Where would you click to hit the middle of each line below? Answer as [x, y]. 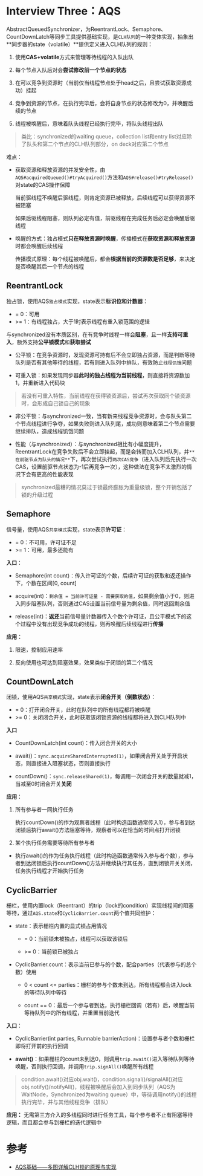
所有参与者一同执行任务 [44, 810]
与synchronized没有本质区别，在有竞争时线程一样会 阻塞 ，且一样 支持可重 [97, 334]
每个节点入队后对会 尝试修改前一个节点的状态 [71, 70]
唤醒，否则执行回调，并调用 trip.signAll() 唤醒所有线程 [84, 1067]
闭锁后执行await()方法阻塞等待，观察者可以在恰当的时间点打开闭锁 [98, 830]
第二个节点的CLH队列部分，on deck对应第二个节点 [105, 144]
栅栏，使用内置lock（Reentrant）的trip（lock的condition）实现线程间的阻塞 [100, 906]
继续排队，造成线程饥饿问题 [50, 431]
